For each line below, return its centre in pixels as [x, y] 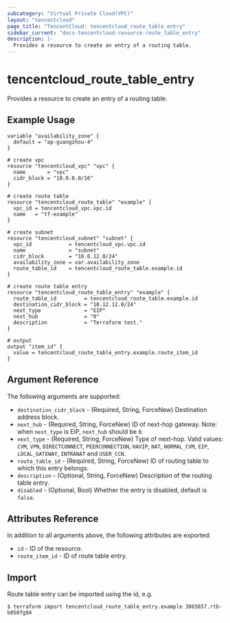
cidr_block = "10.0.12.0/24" [66, 256]
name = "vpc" [41, 172]
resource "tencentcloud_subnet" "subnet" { [70, 238]
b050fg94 [20, 613]
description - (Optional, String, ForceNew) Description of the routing [115, 475]
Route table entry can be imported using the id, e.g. [80, 594]
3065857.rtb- [204, 607]
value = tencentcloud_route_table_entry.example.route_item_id [105, 352]
